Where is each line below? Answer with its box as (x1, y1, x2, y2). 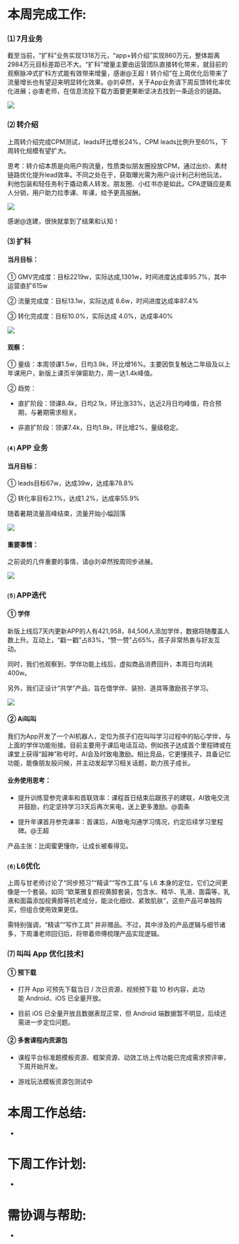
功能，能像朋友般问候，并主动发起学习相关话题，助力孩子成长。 (7, 759, 194, 767)
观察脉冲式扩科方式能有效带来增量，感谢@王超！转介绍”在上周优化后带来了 (7, 69, 228, 78)
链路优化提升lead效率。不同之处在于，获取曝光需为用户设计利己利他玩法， (7, 170, 226, 179)
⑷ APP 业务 (7, 443, 48, 453)
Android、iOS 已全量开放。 (26, 994, 105, 1002)
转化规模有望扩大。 (13, 146, 70, 155)
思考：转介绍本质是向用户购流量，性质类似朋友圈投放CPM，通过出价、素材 (7, 161, 228, 170)
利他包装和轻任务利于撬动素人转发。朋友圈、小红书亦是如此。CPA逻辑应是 (7, 179, 225, 187)
